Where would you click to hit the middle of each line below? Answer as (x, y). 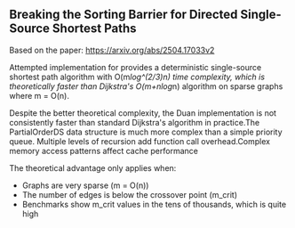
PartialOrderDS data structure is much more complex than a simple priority (146, 132)
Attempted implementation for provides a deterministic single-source (136, 67)
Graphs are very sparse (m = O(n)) (85, 185)
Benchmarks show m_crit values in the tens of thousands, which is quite (154, 204)
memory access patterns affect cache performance (104, 151)
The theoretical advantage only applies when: (93, 167)
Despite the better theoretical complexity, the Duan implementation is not (143, 113)
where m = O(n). (39, 95)
